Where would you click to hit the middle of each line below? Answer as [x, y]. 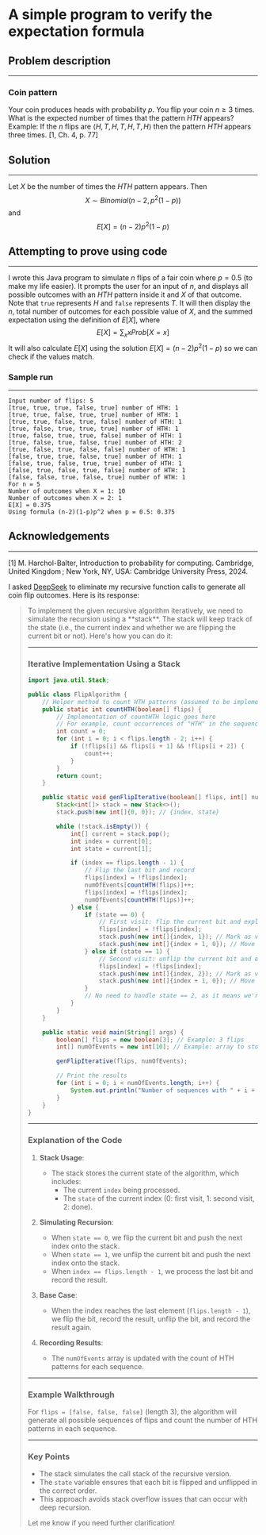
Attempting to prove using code [88, 251]
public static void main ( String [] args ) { [113, 1032]
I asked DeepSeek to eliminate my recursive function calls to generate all [127, 587]
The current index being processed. [122, 1190]
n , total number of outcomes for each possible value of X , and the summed [131, 312]
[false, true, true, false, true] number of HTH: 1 [95, 456]
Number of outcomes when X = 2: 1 [65, 498]
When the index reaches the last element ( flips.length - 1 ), [151, 1310]
